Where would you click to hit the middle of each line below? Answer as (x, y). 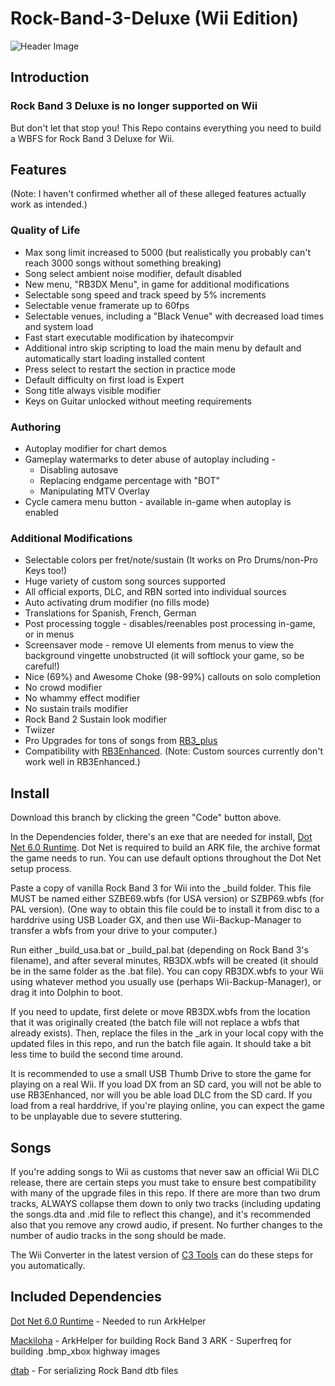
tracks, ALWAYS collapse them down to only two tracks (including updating (166, 1203)
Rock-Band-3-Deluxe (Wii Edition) (154, 18)
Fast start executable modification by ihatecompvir (129, 337)
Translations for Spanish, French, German (110, 613)
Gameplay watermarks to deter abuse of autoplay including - (150, 459)
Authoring (36, 427)
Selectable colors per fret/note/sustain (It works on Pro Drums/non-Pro (171, 560)
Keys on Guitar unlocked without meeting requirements (138, 401)
